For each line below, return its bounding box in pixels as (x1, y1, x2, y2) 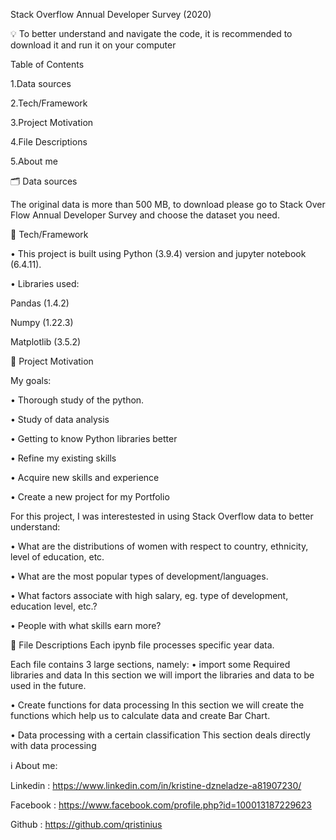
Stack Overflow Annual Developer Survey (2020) (10, 9, 212, 20)
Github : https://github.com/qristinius (10, 819, 163, 830)
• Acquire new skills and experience (10, 472, 160, 483)
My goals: (10, 375, 52, 386)
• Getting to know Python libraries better (10, 433, 178, 444)
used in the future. (10, 680, 87, 691)
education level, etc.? (10, 600, 98, 612)
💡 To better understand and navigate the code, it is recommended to (10, 28, 293, 39)
